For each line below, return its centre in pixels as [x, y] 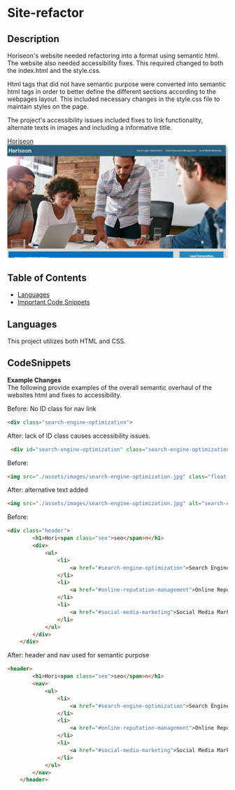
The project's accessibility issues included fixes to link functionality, [105, 120]
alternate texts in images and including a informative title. [90, 127]
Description [33, 39]
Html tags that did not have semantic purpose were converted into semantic [117, 84]
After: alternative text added [48, 490]
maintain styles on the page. [48, 106]
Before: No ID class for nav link [52, 408]
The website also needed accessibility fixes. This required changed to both [115, 63]
